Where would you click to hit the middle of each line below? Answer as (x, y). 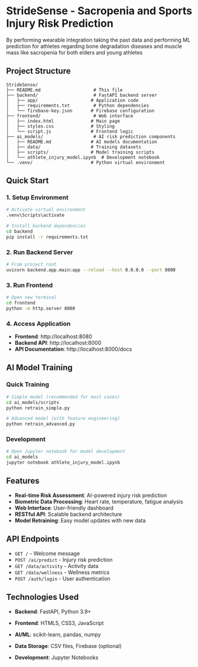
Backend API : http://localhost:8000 (58, 343)
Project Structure (38, 71)
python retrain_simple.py (38, 408)
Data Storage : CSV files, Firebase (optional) (68, 646)
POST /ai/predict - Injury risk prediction (64, 559)
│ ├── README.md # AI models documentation (82, 142)
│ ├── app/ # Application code (72, 100)
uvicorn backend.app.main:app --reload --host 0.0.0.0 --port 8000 (91, 270)
